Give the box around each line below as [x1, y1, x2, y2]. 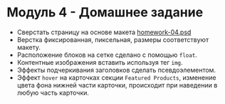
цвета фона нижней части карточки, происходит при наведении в [16, 80, 218, 89]
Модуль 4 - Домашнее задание [6, 4, 204, 21]
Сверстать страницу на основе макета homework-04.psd [16, 28, 192, 36]
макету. [16, 43, 41, 51]
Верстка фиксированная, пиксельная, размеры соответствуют [16, 35, 209, 43]
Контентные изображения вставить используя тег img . [16, 58, 183, 66]
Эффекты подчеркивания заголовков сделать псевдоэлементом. [16, 66, 216, 74]
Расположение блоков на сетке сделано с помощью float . [16, 51, 197, 59]
